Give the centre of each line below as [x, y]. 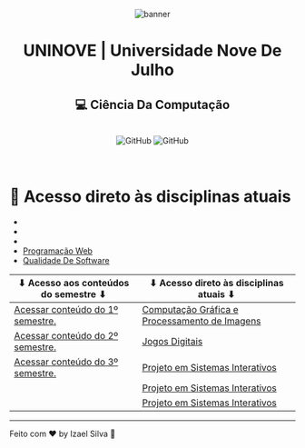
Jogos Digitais [172, 341]
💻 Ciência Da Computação [152, 105]
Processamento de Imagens [202, 321]
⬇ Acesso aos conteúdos [74, 283]
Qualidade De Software [66, 260]
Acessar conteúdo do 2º [66, 335]
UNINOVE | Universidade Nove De [152, 51]
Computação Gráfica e [190, 309]
